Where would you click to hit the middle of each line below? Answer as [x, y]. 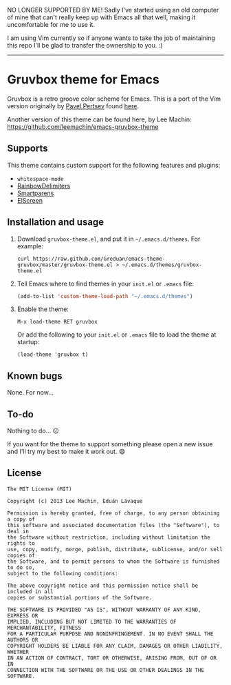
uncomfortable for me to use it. [51, 24]
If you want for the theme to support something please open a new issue [110, 444]
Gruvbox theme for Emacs [83, 80]
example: [30, 246]
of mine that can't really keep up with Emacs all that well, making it [101, 17]
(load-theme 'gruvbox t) [53, 355]
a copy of [21, 519]
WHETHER [18, 652]
